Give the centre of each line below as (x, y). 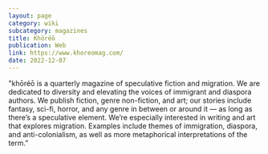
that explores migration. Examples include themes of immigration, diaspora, (133, 126)
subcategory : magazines (48, 30)
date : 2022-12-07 (37, 61)
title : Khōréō (32, 38)
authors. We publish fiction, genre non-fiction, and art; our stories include (130, 100)
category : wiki (34, 23)
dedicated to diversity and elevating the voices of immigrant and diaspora (130, 91)
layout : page (30, 16)
